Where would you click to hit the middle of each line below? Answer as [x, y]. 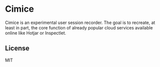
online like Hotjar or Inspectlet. [36, 33]
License [17, 48]
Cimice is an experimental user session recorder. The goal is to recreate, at [80, 22]
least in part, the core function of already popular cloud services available [79, 27]
